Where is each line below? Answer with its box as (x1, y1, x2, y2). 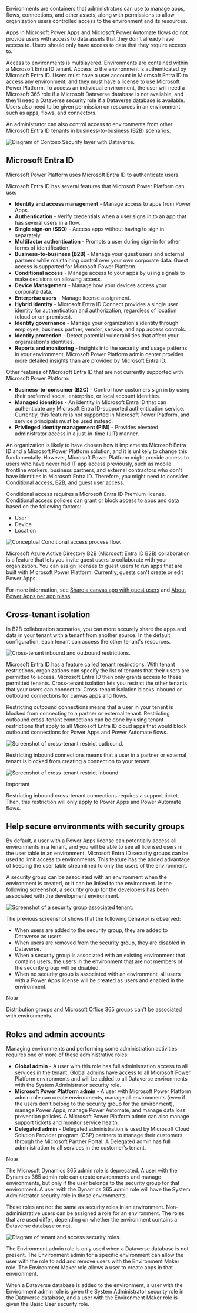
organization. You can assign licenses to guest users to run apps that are (6, 562, 183, 569)
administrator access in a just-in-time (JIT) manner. (14, 430, 139, 437)
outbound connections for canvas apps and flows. (6, 692, 128, 699)
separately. (14, 231, 42, 238)
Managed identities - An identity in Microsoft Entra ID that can (14, 398, 166, 406)
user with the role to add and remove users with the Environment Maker (6, 1258, 180, 1265)
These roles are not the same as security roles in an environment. (6, 1203, 165, 1211)
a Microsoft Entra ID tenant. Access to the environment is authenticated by (6, 65, 187, 73)
